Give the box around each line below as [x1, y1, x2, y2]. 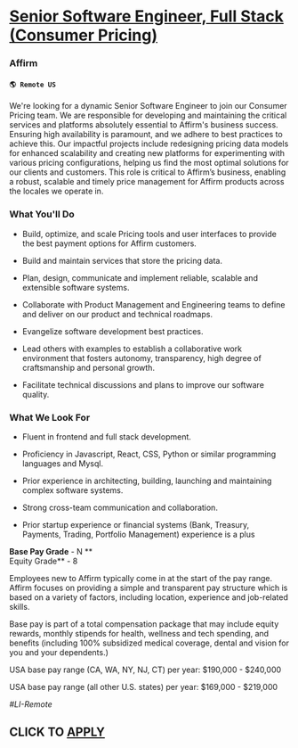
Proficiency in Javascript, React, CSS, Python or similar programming [21, 448, 277, 459]
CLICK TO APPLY [9, 725, 105, 740]
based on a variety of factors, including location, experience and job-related [9, 591, 289, 603]
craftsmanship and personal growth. [21, 362, 156, 373]
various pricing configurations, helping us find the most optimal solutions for [9, 158, 289, 169]
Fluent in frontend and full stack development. [21, 431, 191, 442]
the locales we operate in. [9, 185, 104, 197]
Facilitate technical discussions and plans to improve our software [21, 379, 265, 390]
